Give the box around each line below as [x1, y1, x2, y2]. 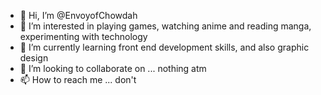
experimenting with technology [19, 31, 148, 42]
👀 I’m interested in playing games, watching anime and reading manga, [19, 20, 312, 32]
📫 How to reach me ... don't [19, 74, 137, 85]
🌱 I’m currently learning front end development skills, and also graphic [19, 41, 310, 53]
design [19, 52, 49, 64]
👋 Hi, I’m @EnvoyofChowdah [19, 10, 138, 21]
